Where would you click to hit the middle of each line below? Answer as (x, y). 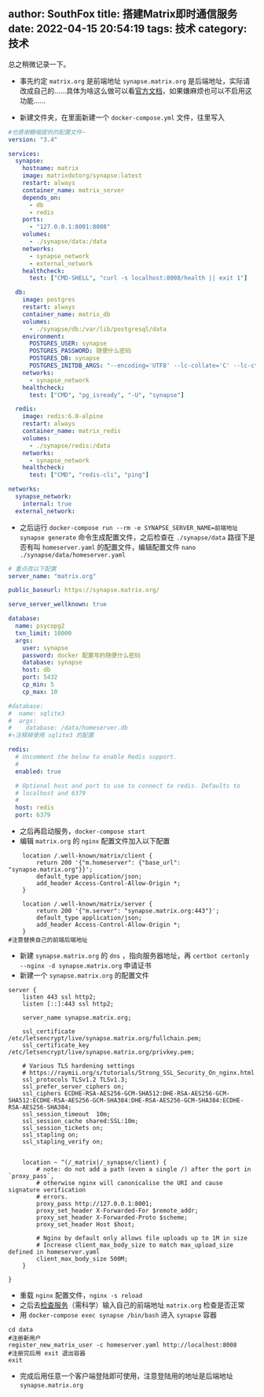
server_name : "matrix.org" (52, 576)
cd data (21, 1330)
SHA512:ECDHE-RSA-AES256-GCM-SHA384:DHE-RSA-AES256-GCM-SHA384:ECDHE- (126, 1101)
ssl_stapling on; (51, 1135)
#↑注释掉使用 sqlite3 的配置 (51, 736)
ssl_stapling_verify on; (63, 1142)
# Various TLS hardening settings (79, 1066)
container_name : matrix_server (73, 190)
